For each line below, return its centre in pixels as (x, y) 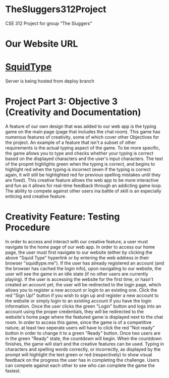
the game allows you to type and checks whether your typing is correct (79, 153)
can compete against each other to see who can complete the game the (80, 365)
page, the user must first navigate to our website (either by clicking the (79, 252)
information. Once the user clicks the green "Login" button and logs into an (83, 306)
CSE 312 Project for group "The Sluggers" (49, 23)
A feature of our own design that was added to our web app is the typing (81, 126)
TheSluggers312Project (56, 9)
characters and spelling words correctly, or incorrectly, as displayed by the (83, 349)
